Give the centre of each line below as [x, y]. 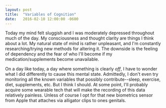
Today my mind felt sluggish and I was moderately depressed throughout [80, 33]
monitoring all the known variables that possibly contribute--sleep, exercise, [83, 79]
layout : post [19, 10]
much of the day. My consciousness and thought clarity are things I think [80, 38]
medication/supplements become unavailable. [52, 59]
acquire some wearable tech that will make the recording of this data [75, 90]
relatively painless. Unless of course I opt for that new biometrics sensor [79, 95]
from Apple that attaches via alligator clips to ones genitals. [66, 101]
